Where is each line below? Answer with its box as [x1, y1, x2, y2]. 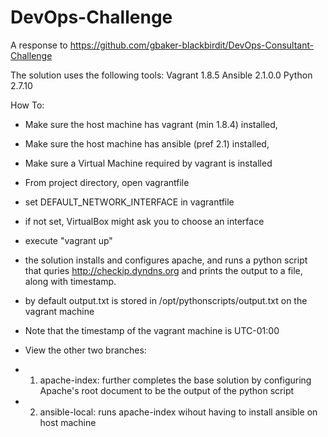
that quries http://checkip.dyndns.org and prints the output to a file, [24, 264, 303, 276]
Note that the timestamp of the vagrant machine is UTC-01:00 [24, 324, 280, 336]
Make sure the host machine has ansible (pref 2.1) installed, [24, 137, 270, 150]
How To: [10, 99, 45, 111]
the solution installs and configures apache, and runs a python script [24, 254, 308, 266]
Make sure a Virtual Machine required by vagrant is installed [24, 157, 273, 169]
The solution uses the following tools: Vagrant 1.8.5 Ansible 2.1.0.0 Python [10, 69, 313, 81]
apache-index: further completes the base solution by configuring [39, 374, 312, 386]
